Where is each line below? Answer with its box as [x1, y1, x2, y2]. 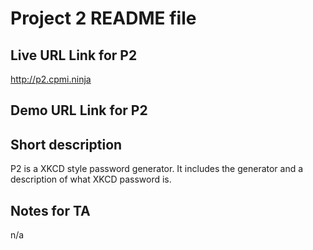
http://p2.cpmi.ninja [10, 73, 92, 85]
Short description [10, 136, 123, 153]
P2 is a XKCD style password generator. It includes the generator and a [10, 163, 304, 175]
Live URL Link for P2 [10, 47, 138, 64]
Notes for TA [10, 202, 91, 219]
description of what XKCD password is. [10, 173, 172, 186]
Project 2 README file [10, 7, 197, 30]
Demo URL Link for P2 [10, 102, 148, 119]
